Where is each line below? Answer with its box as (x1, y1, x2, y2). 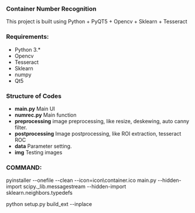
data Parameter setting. (14, 143, 72, 150)
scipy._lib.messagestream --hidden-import (23, 183, 126, 190)
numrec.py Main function (14, 111, 77, 119)
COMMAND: (6, 163, 42, 171)
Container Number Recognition (6, 5, 97, 13)
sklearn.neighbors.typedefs (6, 190, 73, 197)
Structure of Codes (6, 92, 62, 100)
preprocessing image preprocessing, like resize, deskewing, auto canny (14, 117, 189, 124)
